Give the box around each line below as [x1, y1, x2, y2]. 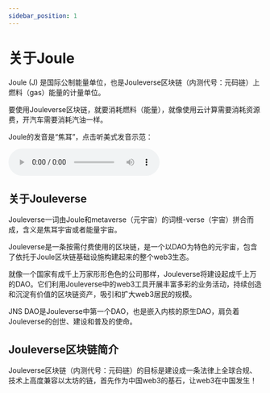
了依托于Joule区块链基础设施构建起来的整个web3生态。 [8, 252, 193, 262]
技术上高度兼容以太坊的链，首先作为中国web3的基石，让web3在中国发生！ [8, 376, 258, 386]
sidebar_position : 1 [8, 11, 78, 20]
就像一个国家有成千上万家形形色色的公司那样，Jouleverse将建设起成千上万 [8, 270, 257, 279]
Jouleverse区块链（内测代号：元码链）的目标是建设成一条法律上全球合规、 [8, 366, 257, 375]
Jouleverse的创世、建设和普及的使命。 [8, 316, 137, 327]
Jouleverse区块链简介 [8, 342, 119, 356]
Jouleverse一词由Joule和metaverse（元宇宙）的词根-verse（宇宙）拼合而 [8, 215, 255, 224]
